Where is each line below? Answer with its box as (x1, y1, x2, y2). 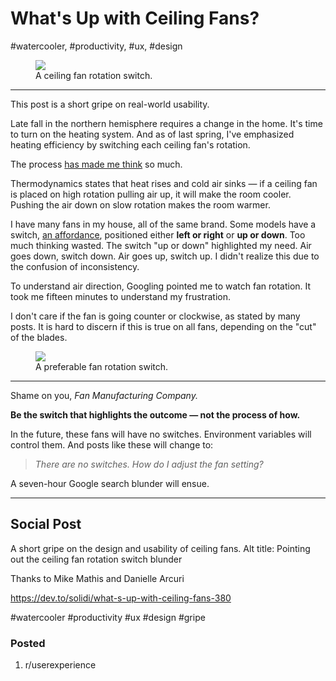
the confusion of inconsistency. (10, 260, 140, 272)
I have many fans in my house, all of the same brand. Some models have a (10, 218, 317, 230)
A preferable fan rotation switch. (35, 360, 169, 372)
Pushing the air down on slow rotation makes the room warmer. (10, 198, 271, 211)
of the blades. (10, 331, 68, 343)
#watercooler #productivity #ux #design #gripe (10, 611, 206, 623)
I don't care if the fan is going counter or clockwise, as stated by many (10, 310, 301, 322)
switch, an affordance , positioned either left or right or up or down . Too (10, 228, 306, 241)
